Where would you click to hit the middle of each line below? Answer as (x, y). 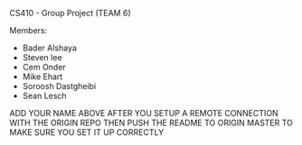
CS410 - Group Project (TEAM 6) (70, 13)
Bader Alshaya (49, 48)
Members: (28, 30)
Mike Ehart (42, 77)
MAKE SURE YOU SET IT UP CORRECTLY (87, 132)
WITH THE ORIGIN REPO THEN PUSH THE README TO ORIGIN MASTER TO (151, 122)
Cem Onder (44, 67)
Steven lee (42, 57)
